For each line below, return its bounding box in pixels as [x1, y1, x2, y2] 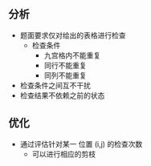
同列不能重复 [43, 71, 87, 80]
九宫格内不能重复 [43, 51, 101, 60]
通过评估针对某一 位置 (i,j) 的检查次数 [19, 139, 143, 148]
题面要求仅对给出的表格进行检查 [19, 30, 126, 40]
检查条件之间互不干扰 [19, 80, 91, 90]
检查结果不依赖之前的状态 [19, 91, 105, 100]
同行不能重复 [43, 60, 87, 70]
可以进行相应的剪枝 [31, 149, 96, 159]
